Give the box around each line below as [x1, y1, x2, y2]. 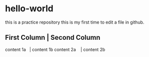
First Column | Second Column [5, 33, 100, 42]
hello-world [5, 3, 54, 14]
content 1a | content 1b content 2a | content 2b [5, 46, 105, 52]
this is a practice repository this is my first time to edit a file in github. [5, 19, 145, 25]
